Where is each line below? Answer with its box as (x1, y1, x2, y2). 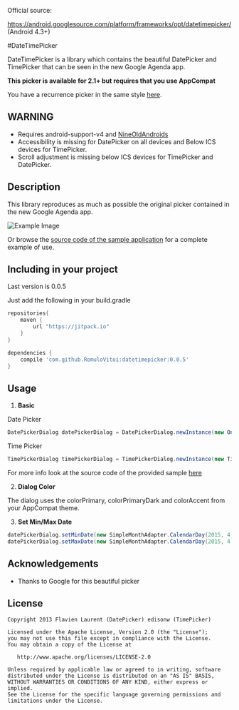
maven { (20, 317, 43, 324)
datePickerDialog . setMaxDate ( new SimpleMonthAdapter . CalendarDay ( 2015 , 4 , (7, 538, 234, 545)
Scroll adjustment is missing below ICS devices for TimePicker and (17, 153, 213, 161)
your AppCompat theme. (7, 504, 80, 512)
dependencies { (7, 349, 53, 356)
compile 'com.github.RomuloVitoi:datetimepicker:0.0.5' (20, 356, 190, 363)
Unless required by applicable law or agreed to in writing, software (7, 666, 221, 674)
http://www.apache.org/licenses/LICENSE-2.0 (16, 654, 152, 661)
